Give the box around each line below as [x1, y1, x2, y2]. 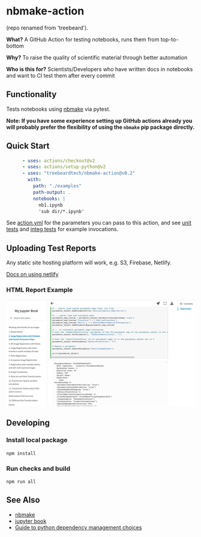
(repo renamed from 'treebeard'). [6, 24, 89, 31]
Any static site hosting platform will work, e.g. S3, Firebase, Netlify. [6, 259, 172, 266]
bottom [6, 42, 24, 49]
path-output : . [32, 189, 71, 195]
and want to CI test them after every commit [6, 72, 115, 79]
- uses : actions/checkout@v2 [22, 158, 95, 164]
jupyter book [14, 517, 47, 524]
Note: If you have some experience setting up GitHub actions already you [6, 117, 193, 124]
